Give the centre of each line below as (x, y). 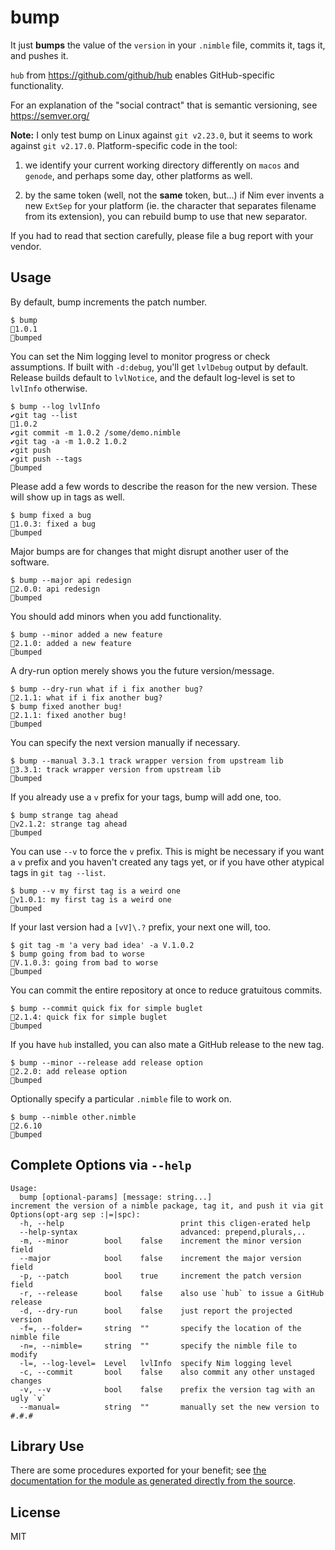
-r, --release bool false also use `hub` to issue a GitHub (172, 1293)
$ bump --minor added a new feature (86, 634)
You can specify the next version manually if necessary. (125, 742)
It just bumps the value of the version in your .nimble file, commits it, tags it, (168, 45)
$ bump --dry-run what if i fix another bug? (106, 689)
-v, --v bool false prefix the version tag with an (167, 1389)
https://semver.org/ (50, 115)
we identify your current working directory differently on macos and (162, 165)
